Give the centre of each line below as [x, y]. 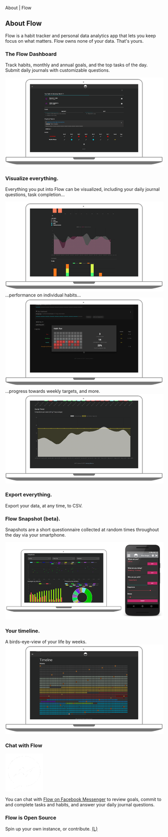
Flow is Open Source [31, 818]
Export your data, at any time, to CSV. [44, 505]
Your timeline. [23, 631]
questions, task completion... [35, 195]
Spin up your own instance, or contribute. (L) [51, 828]
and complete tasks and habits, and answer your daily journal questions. [80, 805]
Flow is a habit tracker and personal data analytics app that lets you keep [81, 36]
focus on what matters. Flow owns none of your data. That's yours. [74, 41]
